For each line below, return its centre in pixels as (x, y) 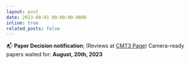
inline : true (22, 23)
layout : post (22, 12)
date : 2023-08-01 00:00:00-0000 (46, 17)
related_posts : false (33, 28)
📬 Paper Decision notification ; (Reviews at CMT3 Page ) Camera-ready (95, 46)
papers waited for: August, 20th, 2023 (54, 54)
